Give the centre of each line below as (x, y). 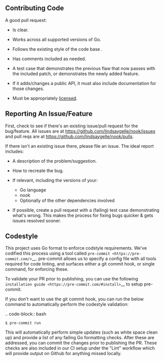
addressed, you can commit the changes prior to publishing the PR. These (81, 343)
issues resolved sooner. (37, 220)
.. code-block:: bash (26, 314)
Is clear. (20, 30)
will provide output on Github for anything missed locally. (63, 354)
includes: (14, 151)
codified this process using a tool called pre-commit (58, 254)
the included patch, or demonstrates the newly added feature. (76, 74)
